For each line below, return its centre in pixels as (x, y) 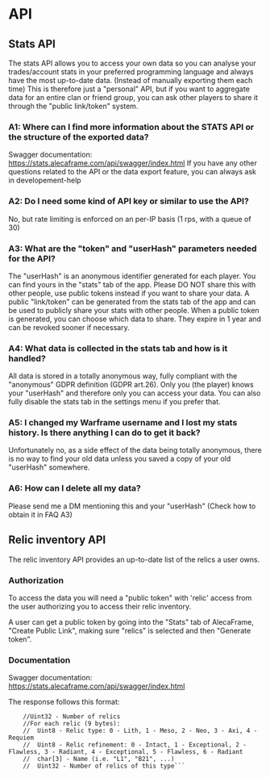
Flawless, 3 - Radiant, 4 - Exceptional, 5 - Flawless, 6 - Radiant (126, 752)
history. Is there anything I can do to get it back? (104, 433)
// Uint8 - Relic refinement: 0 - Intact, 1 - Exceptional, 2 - (135, 745)
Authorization (36, 580)
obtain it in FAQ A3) (40, 514)
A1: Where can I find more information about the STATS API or (131, 127)
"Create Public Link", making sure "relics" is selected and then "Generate (130, 630)
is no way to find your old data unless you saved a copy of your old (120, 459)
